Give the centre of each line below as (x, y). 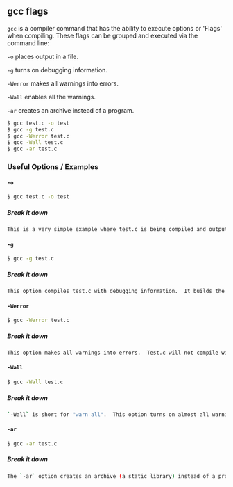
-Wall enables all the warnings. (51, 97)
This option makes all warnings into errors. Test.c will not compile (113, 353)
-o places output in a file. (43, 56)
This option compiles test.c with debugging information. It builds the (116, 292)
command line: (28, 43)
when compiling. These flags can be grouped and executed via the (103, 35)
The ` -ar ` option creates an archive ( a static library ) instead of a (111, 476)
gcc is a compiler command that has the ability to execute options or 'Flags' (115, 28)
